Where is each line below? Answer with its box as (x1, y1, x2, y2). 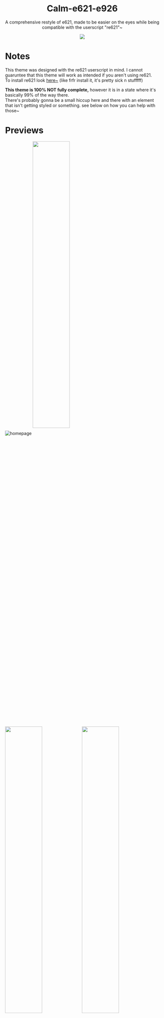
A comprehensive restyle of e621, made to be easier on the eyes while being (5, 19, 160, 25)
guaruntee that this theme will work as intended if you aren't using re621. (5, 72, 152, 78)
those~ (5, 107, 20, 113)
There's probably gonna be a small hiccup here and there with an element (5, 97, 154, 103)
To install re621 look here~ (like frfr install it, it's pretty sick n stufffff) (5, 77, 143, 83)
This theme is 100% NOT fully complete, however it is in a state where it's (5, 87, 156, 93)
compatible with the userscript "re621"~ (42, 24, 123, 30)
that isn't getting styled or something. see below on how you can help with (5, 102, 156, 108)
